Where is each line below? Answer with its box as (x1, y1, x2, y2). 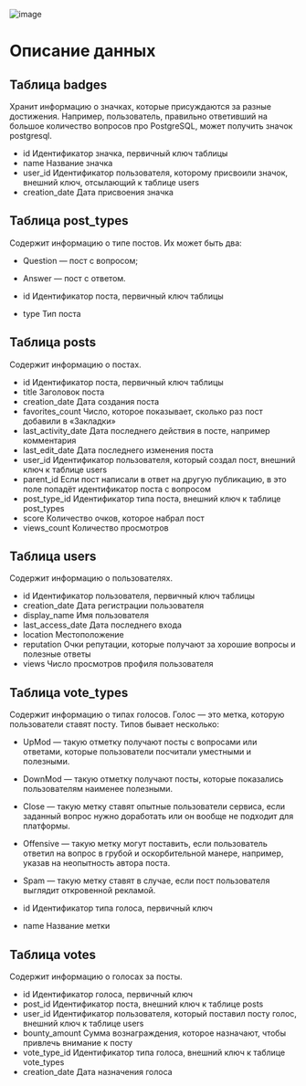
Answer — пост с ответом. (22, 272, 126, 283)
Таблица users (9, 549, 97, 564)
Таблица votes (9, 946, 97, 963)
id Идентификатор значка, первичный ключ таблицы (22, 148, 228, 159)
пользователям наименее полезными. (22, 784, 174, 795)
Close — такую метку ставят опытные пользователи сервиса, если (22, 801, 286, 812)
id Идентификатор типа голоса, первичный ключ (22, 902, 213, 913)
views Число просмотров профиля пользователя (22, 659, 214, 670)
